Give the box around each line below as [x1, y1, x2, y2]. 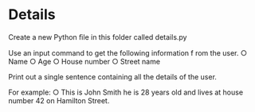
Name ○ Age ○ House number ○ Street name [8, 56, 161, 66]
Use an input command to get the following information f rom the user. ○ [8, 48, 248, 57]
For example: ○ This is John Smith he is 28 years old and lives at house [8, 87, 244, 97]
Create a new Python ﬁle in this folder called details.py [8, 32, 187, 41]
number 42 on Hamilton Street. [8, 95, 110, 105]
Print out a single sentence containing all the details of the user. [8, 71, 218, 81]
